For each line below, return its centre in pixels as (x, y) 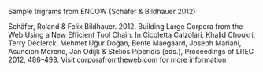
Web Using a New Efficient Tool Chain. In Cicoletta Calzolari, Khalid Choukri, (132, 35)
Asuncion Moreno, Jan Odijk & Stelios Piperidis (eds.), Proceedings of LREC (131, 51)
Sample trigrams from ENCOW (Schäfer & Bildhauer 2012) (102, 11)
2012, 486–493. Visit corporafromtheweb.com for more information (117, 59)
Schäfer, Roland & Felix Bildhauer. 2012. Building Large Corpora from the (126, 26)
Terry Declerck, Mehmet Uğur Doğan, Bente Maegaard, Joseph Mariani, (125, 43)
